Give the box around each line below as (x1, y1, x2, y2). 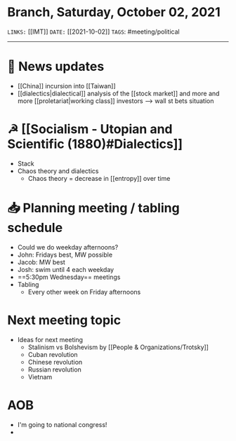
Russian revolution (27, 365, 82, 374)
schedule (7, 220, 63, 236)
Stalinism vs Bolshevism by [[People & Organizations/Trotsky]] (27, 343, 209, 351)
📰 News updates (7, 59, 105, 74)
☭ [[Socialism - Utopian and (7, 121, 173, 137)
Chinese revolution (27, 358, 83, 366)
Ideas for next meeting (17, 335, 83, 344)
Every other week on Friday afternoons (27, 287, 141, 296)
